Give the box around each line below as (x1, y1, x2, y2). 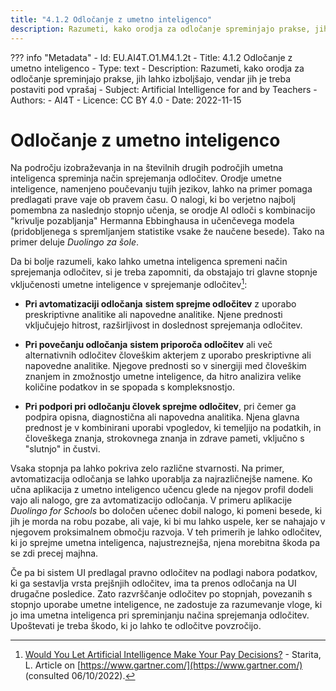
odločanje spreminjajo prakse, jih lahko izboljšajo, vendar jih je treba (10, 72, 292, 85)
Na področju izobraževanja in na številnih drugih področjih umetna (10, 162, 284, 174)
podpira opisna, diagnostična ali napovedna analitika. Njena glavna (24, 411, 300, 423)
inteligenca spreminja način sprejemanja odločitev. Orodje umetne (10, 172, 282, 185)
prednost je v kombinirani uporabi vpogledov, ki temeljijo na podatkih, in (24, 422, 322, 434)
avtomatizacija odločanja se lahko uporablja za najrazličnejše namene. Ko (10, 473, 313, 485)
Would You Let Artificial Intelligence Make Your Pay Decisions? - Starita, (24, 649, 322, 661)
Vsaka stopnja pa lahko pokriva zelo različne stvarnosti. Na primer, (10, 462, 285, 475)
